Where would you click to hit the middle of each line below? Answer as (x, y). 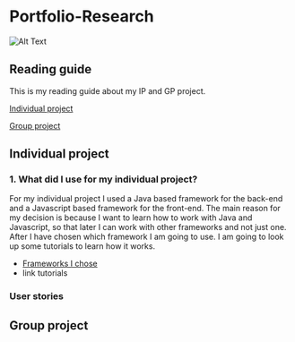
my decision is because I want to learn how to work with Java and (131, 218)
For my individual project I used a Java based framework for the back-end (146, 199)
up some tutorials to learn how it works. (82, 246)
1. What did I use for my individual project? (104, 179)
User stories (37, 296)
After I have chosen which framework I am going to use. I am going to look (147, 237)
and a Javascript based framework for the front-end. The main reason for (145, 209)
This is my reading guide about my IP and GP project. (108, 90)
